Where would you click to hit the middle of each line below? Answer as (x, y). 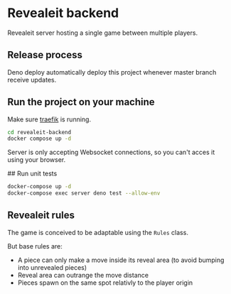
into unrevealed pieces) (52, 267)
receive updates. (32, 80)
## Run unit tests (32, 174)
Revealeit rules (41, 216)
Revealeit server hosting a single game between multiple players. (102, 33)
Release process (45, 55)
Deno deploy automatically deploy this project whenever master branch (112, 72)
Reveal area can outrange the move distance (83, 275)
